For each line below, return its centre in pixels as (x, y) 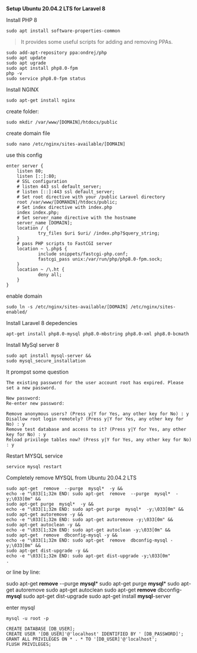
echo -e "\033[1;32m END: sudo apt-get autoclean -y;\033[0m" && (88, 530)
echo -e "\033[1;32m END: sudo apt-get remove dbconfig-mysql (87, 541)
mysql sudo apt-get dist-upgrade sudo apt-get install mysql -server (88, 596)
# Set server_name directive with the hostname (76, 218)
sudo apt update (26, 58)
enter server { (25, 166)
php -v (14, 73)
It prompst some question (38, 372)
